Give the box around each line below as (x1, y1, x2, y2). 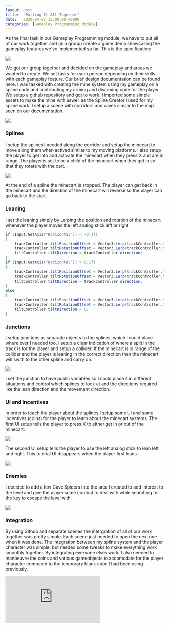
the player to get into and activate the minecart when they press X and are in (5, 152, 164, 158)
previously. (5, 566, 28, 572)
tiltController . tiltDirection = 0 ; (14, 307, 89, 312)
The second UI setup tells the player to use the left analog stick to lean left (5, 445, 159, 451)
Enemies (5, 473, 27, 480)
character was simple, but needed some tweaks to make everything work (5, 544, 157, 550)
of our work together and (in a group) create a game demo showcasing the (5, 41, 160, 47)
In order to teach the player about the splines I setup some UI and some (5, 410, 154, 416)
